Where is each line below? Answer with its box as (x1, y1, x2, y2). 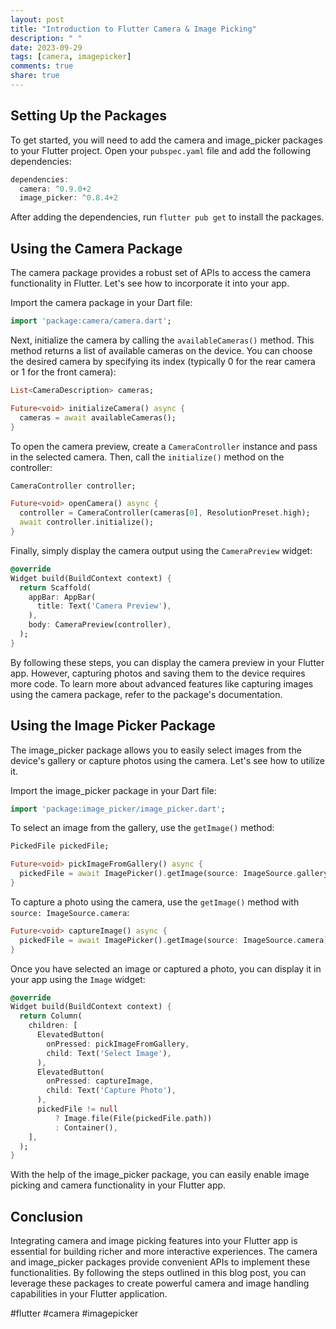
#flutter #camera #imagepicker (10, 1307, 139, 1320)
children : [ (28, 1021, 78, 1031)
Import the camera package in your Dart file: (10, 297, 193, 309)
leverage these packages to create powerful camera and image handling (10, 1277, 310, 1290)
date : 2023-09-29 (10, 42, 83, 53)
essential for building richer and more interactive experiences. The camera (10, 1246, 318, 1258)
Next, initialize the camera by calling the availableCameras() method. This (10, 334, 315, 346)
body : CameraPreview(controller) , (28, 620, 172, 630)
